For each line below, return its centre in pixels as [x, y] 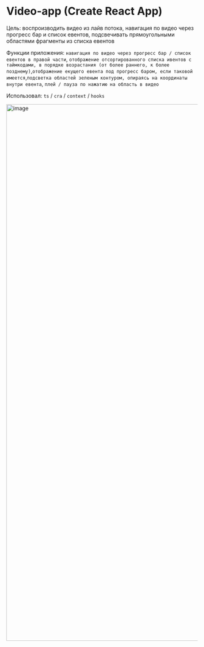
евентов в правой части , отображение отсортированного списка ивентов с [99, 59]
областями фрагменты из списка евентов [60, 41]
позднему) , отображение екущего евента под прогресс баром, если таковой [100, 71]
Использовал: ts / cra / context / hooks [56, 95]
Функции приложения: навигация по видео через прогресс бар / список [99, 52]
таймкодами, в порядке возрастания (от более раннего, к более [88, 65]
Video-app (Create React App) [84, 11]
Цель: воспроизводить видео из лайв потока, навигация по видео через [100, 28]
